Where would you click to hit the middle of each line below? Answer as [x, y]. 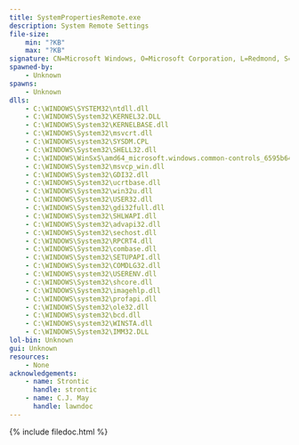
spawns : [24, 84]
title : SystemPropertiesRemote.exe [75, 17]
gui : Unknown [33, 348]
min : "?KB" [45, 42]
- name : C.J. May [57, 398]
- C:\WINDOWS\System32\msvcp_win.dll [95, 166]
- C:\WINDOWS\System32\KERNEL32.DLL [93, 117]
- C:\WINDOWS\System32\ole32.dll [87, 307]
